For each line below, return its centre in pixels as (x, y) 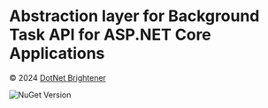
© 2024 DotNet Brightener (57, 77)
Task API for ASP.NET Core (111, 35)
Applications (57, 54)
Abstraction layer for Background (134, 16)
